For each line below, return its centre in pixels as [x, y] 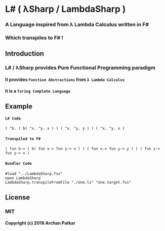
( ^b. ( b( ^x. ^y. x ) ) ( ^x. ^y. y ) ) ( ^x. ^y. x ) [65, 129]
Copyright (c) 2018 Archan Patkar [40, 223]
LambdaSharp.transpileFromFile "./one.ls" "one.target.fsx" [68, 182]
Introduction [25, 54]
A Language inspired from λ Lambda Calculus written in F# [77, 25]
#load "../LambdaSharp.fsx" [34, 174]
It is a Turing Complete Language [38, 91]
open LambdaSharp [23, 178]
